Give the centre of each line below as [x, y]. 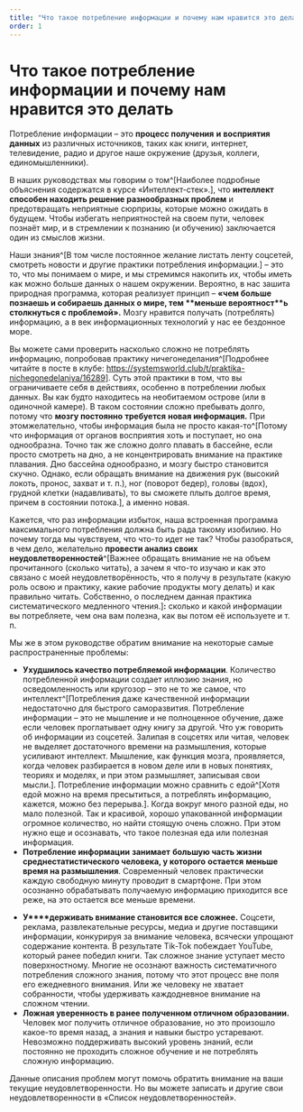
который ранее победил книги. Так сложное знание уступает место [154, 956]
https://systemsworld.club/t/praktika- [175, 368]
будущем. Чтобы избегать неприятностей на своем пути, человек [137, 218]
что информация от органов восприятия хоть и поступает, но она [136, 436]
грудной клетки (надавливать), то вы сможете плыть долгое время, [140, 493]
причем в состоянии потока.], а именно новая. [100, 502]
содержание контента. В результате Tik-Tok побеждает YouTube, [147, 946]
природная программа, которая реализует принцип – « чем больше [141, 293]
